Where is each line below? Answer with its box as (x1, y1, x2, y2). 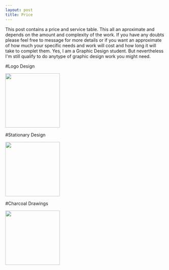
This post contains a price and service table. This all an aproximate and (5, 26, 155, 32)
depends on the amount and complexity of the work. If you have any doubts (5, 32, 164, 38)
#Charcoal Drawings (5, 200, 48, 206)
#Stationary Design (5, 132, 46, 138)
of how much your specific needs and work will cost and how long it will (5, 42, 156, 48)
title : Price (5, 12, 33, 17)
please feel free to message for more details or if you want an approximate (5, 37, 162, 43)
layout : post (5, 7, 33, 13)
